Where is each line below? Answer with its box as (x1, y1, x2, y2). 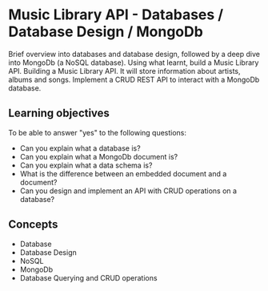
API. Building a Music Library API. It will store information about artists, (8, 66, 242, 75)
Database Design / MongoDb (8, 22, 204, 41)
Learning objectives (8, 107, 110, 120)
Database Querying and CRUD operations (19, 273, 158, 282)
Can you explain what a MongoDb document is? (19, 152, 178, 161)
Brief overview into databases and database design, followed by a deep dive (8, 49, 260, 59)
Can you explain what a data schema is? (19, 160, 153, 170)
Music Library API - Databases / (8, 6, 224, 24)
